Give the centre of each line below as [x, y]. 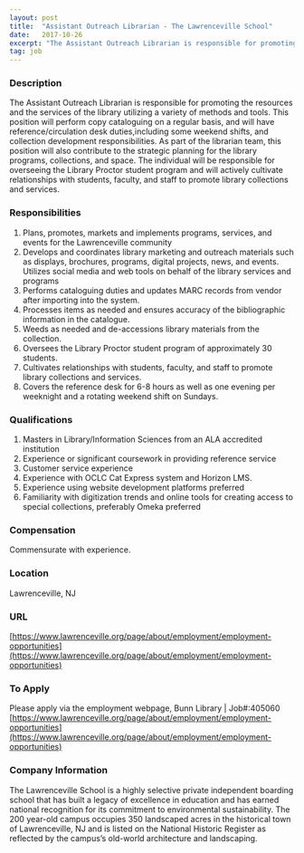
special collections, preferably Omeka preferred [112, 507]
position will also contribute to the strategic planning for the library [133, 151]
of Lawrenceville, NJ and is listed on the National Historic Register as [138, 829]
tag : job [26, 52]
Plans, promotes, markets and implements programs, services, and [147, 233]
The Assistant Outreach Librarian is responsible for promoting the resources [151, 103]
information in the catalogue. [76, 319]
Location [29, 573]
